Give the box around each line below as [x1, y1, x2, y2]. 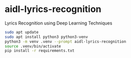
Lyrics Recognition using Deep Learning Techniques [5, 20, 112, 26]
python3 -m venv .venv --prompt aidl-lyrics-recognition [5, 39, 126, 44]
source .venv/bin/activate [5, 43, 61, 48]
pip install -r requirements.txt [5, 48, 75, 53]
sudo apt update [5, 29, 39, 34]
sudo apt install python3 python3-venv [5, 34, 88, 39]
